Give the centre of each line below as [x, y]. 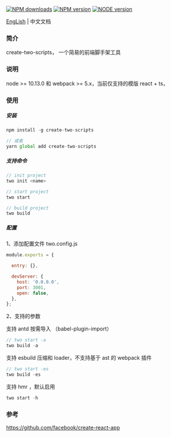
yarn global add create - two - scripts [51, 147]
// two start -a [26, 340]
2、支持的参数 [23, 316]
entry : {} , [25, 266]
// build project [28, 208]
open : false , [33, 293]
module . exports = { [30, 255]
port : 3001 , [31, 287]
